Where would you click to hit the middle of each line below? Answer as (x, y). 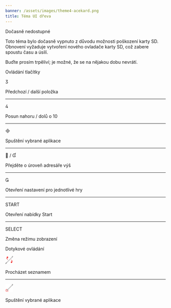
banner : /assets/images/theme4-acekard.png (52, 11)
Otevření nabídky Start (29, 214)
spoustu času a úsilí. (27, 52)
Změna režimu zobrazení (31, 239)
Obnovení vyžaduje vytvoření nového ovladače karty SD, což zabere (77, 46)
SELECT (14, 229)
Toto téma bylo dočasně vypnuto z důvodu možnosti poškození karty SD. (82, 41)
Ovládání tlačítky (23, 72)
